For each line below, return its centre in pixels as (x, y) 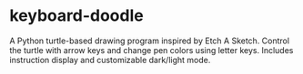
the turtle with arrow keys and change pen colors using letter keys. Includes (151, 50)
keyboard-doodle (76, 16)
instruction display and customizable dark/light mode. (110, 60)
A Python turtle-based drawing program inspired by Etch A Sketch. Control (149, 41)
